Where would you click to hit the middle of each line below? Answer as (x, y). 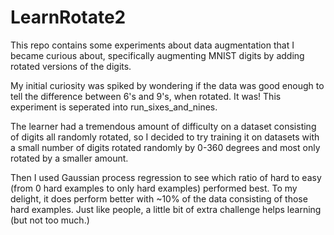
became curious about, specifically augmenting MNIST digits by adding (157, 55)
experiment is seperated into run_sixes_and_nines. (114, 107)
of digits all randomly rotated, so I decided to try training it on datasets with (165, 137)
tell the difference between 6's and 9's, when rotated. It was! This (146, 96)
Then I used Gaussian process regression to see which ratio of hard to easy (166, 177)
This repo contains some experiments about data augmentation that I (152, 45)
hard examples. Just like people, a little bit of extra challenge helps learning (166, 209)
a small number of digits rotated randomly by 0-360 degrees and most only (165, 147)
